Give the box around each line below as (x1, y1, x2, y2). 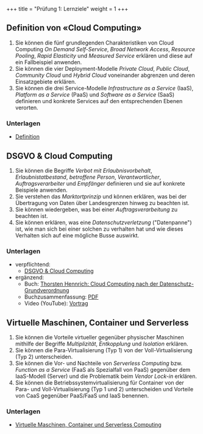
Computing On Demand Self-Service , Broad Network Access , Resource (15, 45, 195, 52)
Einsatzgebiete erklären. (15, 78, 76, 85)
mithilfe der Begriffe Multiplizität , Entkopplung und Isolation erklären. (15, 340, 188, 347)
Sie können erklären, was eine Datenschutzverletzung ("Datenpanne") (15, 219, 192, 226)
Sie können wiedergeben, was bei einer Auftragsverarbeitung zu (15, 206, 178, 213)
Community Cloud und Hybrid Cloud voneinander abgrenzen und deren (15, 71, 195, 79)
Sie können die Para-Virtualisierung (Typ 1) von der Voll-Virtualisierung (15, 347, 193, 354)
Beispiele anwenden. (15, 186, 68, 193)
